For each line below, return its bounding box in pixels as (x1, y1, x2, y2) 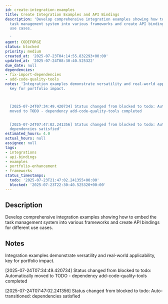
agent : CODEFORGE (5, 39, 41, 45)
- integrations (5, 149, 37, 155)
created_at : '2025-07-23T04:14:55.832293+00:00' (5, 53, 108, 58)
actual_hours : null (5, 136, 46, 141)
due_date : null (5, 63, 37, 68)
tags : (5, 145, 16, 150)
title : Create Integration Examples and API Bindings (5, 12, 120, 17)
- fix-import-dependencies (5, 72, 61, 77)
